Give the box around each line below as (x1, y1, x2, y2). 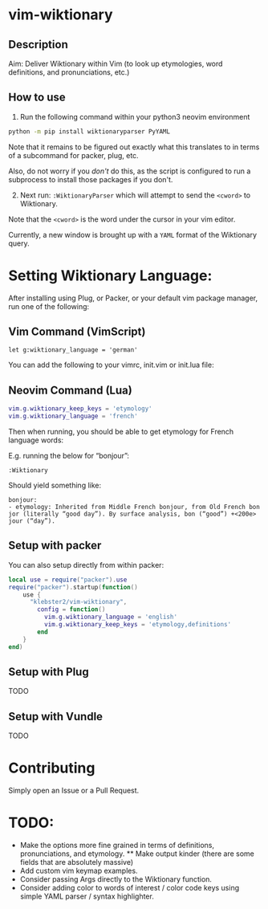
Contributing (8, 759, 95, 777)
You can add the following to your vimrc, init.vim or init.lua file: (8, 360, 214, 370)
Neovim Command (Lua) (8, 383, 132, 397)
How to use (8, 91, 66, 104)
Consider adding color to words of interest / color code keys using (19, 883, 239, 893)
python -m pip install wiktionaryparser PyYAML (8, 127, 171, 136)
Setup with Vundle (8, 709, 103, 724)
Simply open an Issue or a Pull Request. (8, 785, 140, 796)
